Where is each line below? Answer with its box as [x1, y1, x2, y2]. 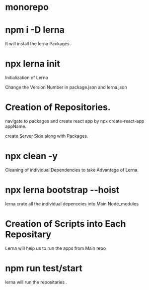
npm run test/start [5, 263, 83, 274]
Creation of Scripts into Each [5, 218, 126, 230]
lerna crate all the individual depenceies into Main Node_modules [5, 200, 139, 206]
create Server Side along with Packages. [5, 133, 88, 139]
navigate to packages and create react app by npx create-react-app [5, 118, 145, 124]
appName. [5, 123, 26, 129]
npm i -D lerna [5, 24, 65, 36]
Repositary [5, 229, 52, 240]
